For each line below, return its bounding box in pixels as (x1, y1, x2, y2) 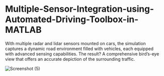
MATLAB (5, 25, 42, 35)
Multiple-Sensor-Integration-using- (5, 3, 154, 15)
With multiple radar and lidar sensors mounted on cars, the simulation (5, 40, 146, 46)
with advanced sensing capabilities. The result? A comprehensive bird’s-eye (5, 51, 160, 57)
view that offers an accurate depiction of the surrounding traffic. (5, 56, 135, 62)
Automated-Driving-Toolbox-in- (5, 14, 139, 25)
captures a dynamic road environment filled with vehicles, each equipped (5, 46, 154, 51)
